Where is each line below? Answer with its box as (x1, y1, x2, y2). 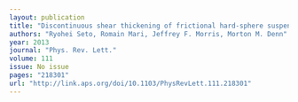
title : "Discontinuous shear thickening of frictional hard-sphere (9, 21, 264, 30)
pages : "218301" (9, 71, 69, 80)
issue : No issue (9, 63, 69, 72)
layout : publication (9, 12, 86, 22)
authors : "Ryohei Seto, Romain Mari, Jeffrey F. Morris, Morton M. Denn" (9, 29, 288, 38)
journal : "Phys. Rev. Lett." (9, 46, 117, 55)
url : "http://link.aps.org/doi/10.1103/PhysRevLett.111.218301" (9, 79, 252, 88)
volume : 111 (9, 54, 53, 63)
